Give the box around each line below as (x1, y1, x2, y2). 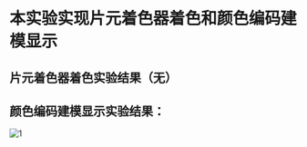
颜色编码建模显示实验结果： (9, 103, 166, 119)
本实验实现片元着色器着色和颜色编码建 (9, 8, 298, 29)
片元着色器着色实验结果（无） (9, 70, 178, 85)
